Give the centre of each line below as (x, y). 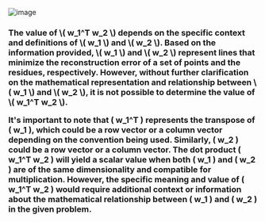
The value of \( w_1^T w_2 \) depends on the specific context (127, 33)
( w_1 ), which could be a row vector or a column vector (115, 130)
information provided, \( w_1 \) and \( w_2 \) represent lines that (132, 52)
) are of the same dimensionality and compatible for (110, 170)
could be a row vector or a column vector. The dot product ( (125, 150)
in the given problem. (50, 209)
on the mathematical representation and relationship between (130, 82)
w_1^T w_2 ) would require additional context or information (125, 189)
